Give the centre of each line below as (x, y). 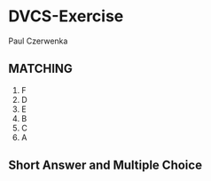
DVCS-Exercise (66, 16)
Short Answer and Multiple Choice (105, 165)
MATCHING (40, 69)
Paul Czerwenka (38, 41)
